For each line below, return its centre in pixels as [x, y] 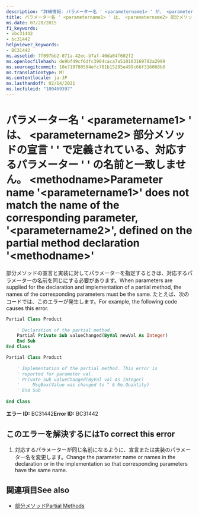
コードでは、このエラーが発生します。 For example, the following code [92, 301]
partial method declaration [73, 243]
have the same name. [41, 470]
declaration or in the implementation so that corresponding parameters [101, 463]
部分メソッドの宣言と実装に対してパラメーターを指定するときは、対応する [97, 273]
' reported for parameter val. [55, 374]
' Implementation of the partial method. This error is [87, 368]
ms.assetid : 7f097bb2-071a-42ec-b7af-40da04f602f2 [70, 56]
